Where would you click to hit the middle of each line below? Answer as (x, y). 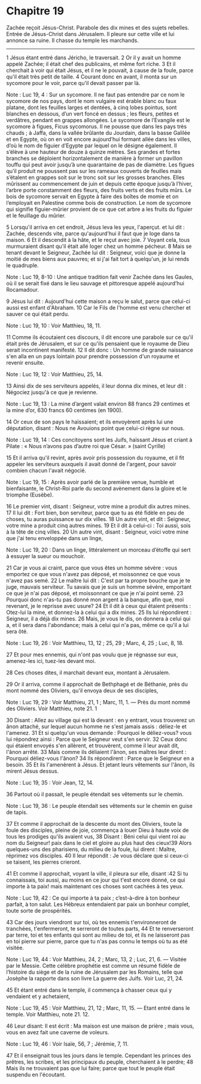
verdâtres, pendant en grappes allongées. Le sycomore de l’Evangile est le (98, 120)
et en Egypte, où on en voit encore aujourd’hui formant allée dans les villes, (99, 139)
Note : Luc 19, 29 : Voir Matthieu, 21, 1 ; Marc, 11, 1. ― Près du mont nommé (98, 702)
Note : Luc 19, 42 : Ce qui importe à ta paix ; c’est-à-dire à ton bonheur (93, 898)
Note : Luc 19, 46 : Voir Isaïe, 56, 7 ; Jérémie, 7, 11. (67, 1044)
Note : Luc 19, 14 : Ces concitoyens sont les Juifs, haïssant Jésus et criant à (99, 440)
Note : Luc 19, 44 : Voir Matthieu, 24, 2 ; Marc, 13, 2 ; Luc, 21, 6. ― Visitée (97, 959)
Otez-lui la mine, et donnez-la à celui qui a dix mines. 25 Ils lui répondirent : (99, 612)
